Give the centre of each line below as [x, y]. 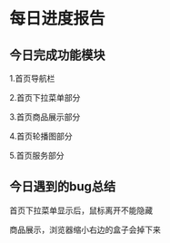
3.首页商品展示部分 [45, 117]
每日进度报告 [58, 19]
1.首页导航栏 [32, 78]
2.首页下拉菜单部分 [45, 97]
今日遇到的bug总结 [63, 187]
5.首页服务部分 [37, 156]
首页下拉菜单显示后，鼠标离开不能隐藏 [81, 210]
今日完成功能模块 [57, 55]
